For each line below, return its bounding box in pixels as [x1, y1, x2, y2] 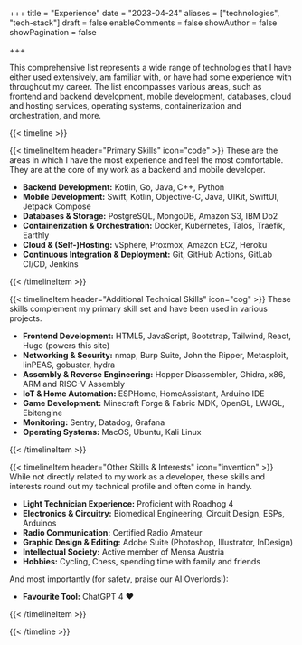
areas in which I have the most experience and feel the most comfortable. [9, 155, 284, 166]
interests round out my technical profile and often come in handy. [9, 481, 253, 491]
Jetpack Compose [22, 201, 92, 212]
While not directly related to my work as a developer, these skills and [9, 471, 265, 482]
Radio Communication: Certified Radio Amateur [22, 527, 203, 537]
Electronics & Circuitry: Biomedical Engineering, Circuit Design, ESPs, [22, 508, 285, 518]
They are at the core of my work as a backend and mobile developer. [9, 165, 266, 175]
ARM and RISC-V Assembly [22, 379, 125, 389]
